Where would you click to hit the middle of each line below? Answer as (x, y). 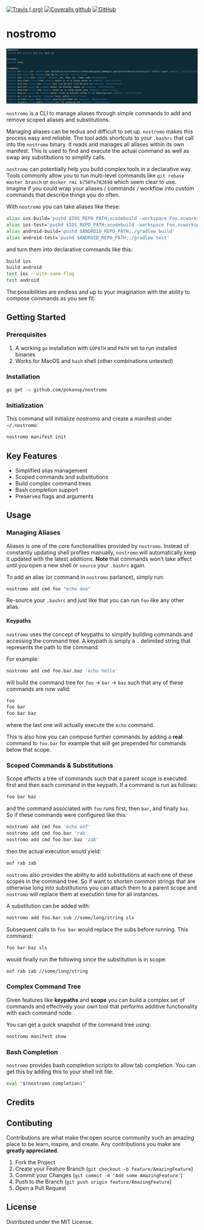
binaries (25, 354)
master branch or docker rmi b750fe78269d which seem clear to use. (91, 182)
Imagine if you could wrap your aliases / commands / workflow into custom (100, 189)
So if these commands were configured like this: (67, 815)
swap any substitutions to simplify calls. (56, 157)
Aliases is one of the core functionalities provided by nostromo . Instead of (98, 546)
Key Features (32, 456)
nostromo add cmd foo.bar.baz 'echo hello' (62, 671)
